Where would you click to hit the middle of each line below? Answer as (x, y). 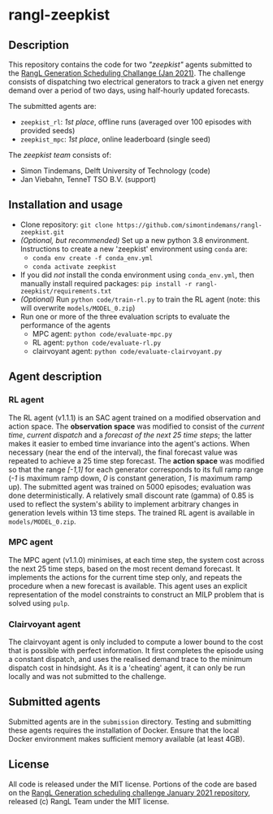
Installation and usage (66, 205)
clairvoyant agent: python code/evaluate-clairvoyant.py (127, 350)
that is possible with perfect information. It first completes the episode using (136, 651)
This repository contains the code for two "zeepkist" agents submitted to (130, 64)
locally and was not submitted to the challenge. (87, 677)
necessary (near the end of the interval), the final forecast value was (123, 452)
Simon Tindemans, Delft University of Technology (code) (115, 171)
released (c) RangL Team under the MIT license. (89, 801)
